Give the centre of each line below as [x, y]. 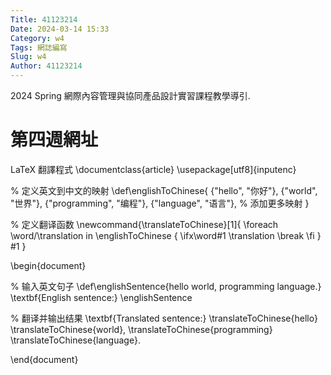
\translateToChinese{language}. [75, 340]
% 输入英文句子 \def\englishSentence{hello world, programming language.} [166, 286]
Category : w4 [37, 38]
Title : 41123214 [44, 19]
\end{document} [44, 359]
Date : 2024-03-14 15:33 [60, 29]
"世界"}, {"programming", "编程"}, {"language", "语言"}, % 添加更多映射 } [160, 203]
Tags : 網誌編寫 [39, 47]
